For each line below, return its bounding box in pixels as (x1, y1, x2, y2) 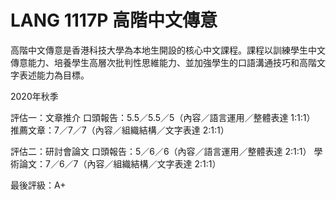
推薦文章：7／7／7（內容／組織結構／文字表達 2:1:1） (10, 124, 230, 136)
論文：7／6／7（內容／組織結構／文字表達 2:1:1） (18, 157, 222, 170)
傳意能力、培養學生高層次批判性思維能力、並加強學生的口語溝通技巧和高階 (10, 56, 317, 68)
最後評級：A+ (10, 179, 67, 191)
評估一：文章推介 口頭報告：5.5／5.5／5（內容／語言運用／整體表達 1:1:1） (10, 111, 316, 123)
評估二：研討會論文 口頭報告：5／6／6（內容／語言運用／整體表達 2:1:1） (10, 145, 312, 157)
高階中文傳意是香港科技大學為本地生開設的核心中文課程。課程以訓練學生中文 (10, 44, 326, 56)
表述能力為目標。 (18, 69, 90, 81)
